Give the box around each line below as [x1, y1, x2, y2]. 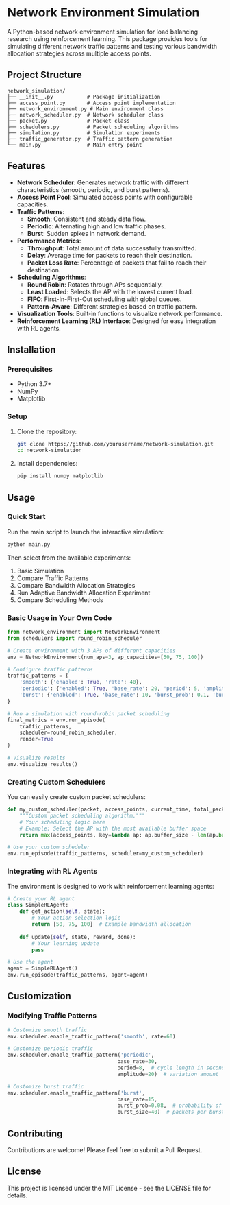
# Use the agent [7, 959, 53, 966]
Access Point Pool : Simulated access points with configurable [16, 193, 193, 201]
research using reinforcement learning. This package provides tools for [7, 34, 208, 43]
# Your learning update [31, 940, 99, 947]
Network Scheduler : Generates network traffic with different [16, 178, 189, 187]
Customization [7, 990, 72, 1002]
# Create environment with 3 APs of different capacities [7, 647, 176, 654]
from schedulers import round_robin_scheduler [7, 634, 142, 642]
